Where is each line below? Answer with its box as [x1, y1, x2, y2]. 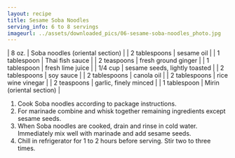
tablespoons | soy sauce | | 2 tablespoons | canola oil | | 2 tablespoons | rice [7, 71, 228, 80]
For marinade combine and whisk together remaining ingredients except [17, 107, 226, 115]
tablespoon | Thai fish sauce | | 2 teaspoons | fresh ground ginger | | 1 [7, 57, 209, 65]
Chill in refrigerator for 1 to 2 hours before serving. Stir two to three [17, 137, 211, 145]
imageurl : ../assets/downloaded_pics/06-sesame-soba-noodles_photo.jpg [7, 29, 221, 37]
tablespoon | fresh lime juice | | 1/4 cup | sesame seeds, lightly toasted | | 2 [7, 64, 224, 72]
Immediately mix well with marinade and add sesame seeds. [17, 129, 192, 138]
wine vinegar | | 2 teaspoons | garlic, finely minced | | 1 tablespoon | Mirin [7, 78, 220, 87]
